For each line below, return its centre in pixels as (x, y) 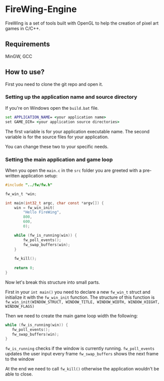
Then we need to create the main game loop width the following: (71, 316)
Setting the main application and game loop (59, 159)
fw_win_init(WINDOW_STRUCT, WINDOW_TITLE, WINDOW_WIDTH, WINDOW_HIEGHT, (82, 302)
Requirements (27, 44)
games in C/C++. (23, 28)
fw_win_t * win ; (21, 194)
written (12, 175)
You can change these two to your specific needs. (57, 146)
